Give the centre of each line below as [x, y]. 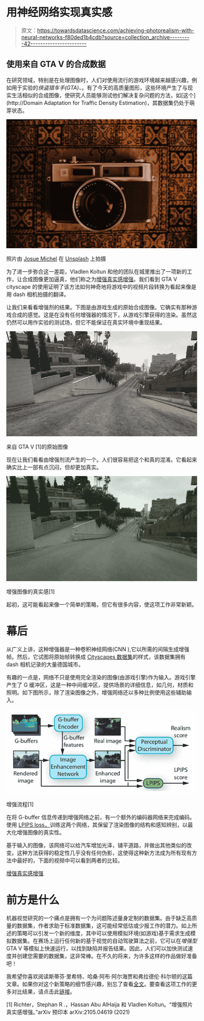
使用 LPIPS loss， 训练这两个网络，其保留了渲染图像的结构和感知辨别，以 [97, 824]
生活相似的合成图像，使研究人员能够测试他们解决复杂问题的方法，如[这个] [104, 95]
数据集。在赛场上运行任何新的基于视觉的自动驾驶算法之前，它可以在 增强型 [104, 940]
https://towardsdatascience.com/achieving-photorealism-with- [116, 30]
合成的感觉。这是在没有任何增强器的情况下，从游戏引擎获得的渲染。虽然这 [104, 315]
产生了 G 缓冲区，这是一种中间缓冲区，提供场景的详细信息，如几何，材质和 [100, 685]
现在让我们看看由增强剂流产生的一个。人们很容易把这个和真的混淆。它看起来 [102, 459]
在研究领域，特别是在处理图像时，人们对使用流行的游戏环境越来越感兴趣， [99, 80]
